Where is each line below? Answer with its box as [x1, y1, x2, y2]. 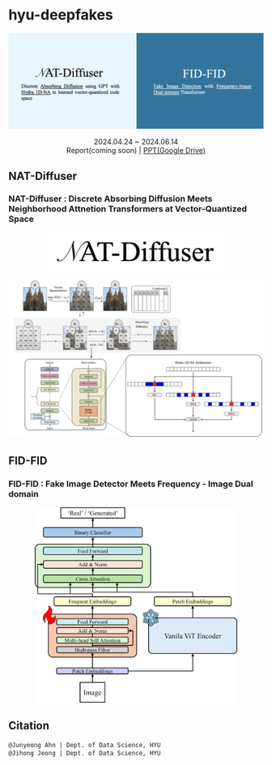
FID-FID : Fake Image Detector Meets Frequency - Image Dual [8, 478, 253, 489]
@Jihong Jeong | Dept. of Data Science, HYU [8, 750, 161, 758]
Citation [8, 719, 50, 733]
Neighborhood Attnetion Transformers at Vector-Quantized [8, 203, 248, 215]
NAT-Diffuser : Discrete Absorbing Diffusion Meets [8, 193, 213, 204]
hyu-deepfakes [8, 6, 113, 24]
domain [8, 488, 39, 499]
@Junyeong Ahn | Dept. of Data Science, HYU [8, 741, 161, 750]
